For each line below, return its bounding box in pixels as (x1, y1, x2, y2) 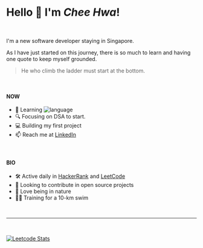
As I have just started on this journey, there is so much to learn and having (6, 48, 191, 56)
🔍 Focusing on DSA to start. (14, 113, 86, 120)
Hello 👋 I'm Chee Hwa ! (6, 5, 120, 19)
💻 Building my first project (14, 122, 82, 129)
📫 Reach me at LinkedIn (14, 131, 77, 139)
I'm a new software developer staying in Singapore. (6, 37, 134, 44)
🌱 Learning (14, 106, 43, 114)
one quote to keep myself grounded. (6, 55, 97, 62)
